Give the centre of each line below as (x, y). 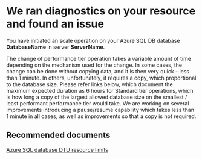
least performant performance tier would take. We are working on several (98, 103)
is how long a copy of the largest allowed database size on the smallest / (97, 97)
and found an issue (55, 24)
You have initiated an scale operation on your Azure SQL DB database (93, 40)
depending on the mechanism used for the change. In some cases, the (94, 65)
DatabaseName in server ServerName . (56, 47)
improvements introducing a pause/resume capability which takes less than (100, 110)
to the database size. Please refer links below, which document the (90, 84)
